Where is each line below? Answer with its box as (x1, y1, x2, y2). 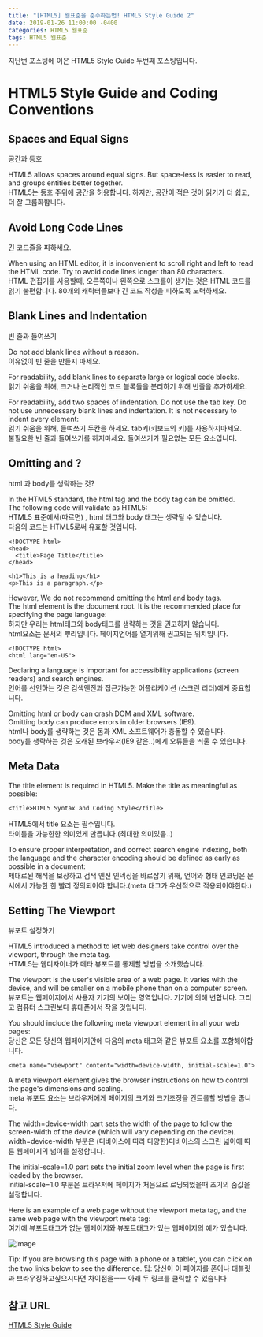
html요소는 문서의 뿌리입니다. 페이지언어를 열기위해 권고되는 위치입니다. (8, 628, 228, 639)
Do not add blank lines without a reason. (8, 347, 139, 356)
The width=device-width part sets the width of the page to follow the (8, 1119, 232, 1128)
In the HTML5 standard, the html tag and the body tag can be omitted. (8, 494, 235, 504)
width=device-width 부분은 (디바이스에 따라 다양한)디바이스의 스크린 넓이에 (8, 1137, 243, 1146)
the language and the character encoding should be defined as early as (8, 853, 240, 862)
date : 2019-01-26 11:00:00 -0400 (8, 19, 118, 27)
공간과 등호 (8, 155, 43, 164)
